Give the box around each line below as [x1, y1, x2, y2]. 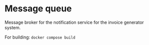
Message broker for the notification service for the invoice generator [4, 19, 144, 25]
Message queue [4, 3, 72, 14]
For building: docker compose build [4, 34, 75, 40]
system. [4, 24, 21, 30]
